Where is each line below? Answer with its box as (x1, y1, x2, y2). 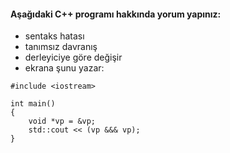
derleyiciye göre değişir (24, 51, 123, 64)
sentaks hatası (24, 30, 85, 42)
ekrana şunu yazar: (24, 62, 105, 74)
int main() (10, 99, 56, 109)
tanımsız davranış (24, 41, 98, 53)
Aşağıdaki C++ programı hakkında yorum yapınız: (10, 8, 222, 20)
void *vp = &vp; (28, 116, 97, 127)
